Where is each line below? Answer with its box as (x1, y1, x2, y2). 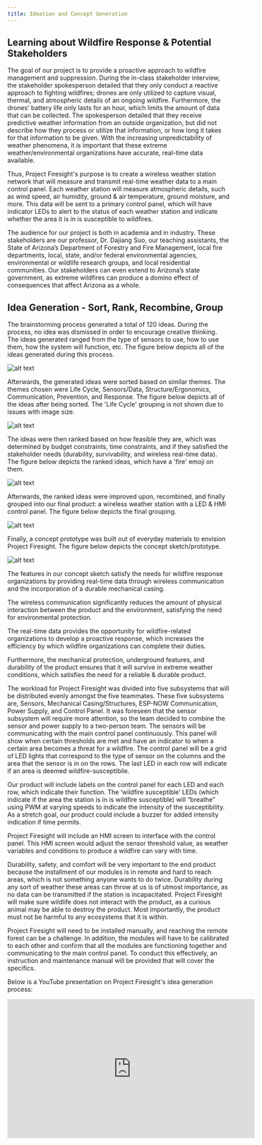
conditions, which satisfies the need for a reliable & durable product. (7, 671, 206, 679)
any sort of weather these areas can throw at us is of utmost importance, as (7, 883, 228, 892)
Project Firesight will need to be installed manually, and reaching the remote (7, 926, 228, 935)
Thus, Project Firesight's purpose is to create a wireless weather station (7, 170, 217, 179)
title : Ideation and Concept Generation (7, 10, 129, 18)
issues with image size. (7, 407, 76, 416)
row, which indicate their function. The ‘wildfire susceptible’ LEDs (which (7, 788, 219, 796)
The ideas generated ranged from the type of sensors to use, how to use (7, 335, 219, 344)
